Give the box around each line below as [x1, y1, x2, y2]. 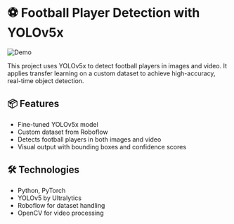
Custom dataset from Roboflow [17, 127, 108, 136]
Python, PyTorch [17, 186, 66, 194]
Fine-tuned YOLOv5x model [17, 120, 98, 128]
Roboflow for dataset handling [17, 201, 105, 209]
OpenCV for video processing [17, 209, 104, 217]
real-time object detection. [7, 76, 84, 85]
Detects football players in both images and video [17, 135, 162, 144]
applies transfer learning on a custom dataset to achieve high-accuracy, [7, 69, 216, 77]
